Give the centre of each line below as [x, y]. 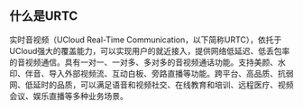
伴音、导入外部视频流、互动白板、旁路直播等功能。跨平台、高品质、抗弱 [159, 73]
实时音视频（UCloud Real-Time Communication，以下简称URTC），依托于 [146, 40]
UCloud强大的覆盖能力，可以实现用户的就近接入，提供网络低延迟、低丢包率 [150, 50]
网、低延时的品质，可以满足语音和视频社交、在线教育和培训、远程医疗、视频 [151, 85]
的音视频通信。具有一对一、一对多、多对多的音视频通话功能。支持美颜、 [143, 62]
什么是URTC [44, 16]
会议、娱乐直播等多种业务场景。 [69, 96]
